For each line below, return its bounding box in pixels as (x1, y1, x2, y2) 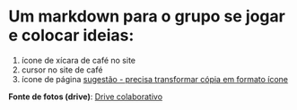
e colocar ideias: (8, 25, 135, 46)
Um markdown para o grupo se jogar (8, 6, 286, 27)
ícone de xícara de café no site (21, 55, 136, 65)
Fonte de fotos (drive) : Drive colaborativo (8, 91, 163, 102)
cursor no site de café (21, 64, 103, 75)
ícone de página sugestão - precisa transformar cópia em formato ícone (21, 73, 289, 84)
